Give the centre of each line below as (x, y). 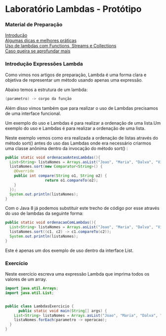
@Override (24, 171)
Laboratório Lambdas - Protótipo (73, 9)
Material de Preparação (34, 25)
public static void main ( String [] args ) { (62, 311)
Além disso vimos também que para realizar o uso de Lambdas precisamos (82, 108)
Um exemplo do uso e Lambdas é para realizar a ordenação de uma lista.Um (83, 123)
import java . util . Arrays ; (32, 288)
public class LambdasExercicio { (40, 306)
